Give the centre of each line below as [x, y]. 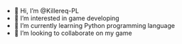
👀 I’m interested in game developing [66, 18]
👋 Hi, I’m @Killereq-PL [47, 11]
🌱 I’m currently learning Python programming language [95, 25]
